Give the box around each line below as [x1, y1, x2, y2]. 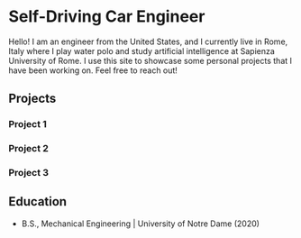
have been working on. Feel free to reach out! [8, 65, 178, 76]
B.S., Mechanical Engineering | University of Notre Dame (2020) [21, 218, 260, 229]
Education [8, 194, 68, 209]
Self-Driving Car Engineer [8, 6, 205, 27]
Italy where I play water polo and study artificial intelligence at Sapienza [8, 45, 276, 56]
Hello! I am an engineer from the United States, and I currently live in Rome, [8, 36, 288, 47]
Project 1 [8, 118, 47, 131]
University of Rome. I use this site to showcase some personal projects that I [8, 55, 293, 66]
